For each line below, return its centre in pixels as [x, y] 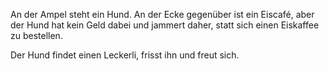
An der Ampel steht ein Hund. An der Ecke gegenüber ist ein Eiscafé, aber [162, 14]
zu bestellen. [36, 35]
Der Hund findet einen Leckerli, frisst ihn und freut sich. [125, 55]
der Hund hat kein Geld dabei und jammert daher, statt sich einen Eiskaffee [165, 25]
